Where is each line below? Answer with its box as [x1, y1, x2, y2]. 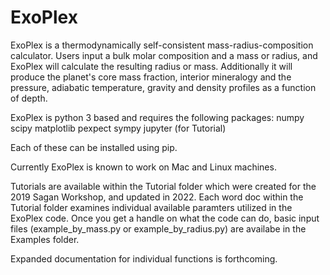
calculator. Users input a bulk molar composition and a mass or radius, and [10, 49, 318, 61]
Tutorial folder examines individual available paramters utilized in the [10, 201, 293, 213]
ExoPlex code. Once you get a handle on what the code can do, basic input [10, 212, 320, 224]
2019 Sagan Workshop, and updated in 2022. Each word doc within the [10, 191, 304, 203]
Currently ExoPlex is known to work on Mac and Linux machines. [10, 161, 277, 173]
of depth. [10, 92, 48, 104]
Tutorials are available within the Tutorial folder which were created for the [10, 180, 317, 192]
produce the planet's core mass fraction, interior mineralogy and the [10, 71, 292, 83]
